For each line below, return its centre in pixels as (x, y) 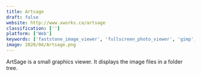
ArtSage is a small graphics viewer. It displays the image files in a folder (95, 61)
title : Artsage (25, 12)
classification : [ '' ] (33, 28)
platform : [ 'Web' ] (29, 34)
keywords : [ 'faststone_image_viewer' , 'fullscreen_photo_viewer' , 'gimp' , (101, 39)
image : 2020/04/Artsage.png (41, 45)
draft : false (22, 17)
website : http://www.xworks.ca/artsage (56, 23)
